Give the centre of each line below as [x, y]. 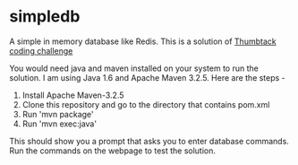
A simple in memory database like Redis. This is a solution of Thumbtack [143, 41]
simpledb [45, 17]
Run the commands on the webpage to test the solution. [113, 151]
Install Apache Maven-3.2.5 [73, 95]
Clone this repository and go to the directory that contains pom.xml [146, 104]
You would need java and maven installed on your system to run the [134, 68]
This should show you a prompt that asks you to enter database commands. [149, 141]
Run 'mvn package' [58, 114]
